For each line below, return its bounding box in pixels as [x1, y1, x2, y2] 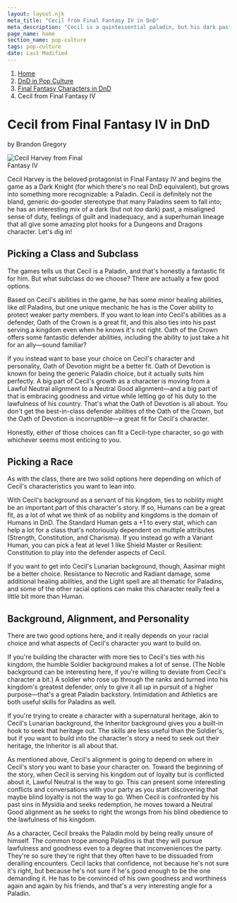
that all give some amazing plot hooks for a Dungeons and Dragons [7, 220, 203, 228]
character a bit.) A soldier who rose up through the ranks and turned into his [7, 675, 229, 684]
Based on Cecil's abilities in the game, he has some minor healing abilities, [7, 295, 224, 304]
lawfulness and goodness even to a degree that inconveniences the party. [7, 844, 223, 853]
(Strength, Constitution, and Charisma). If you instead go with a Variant [7, 533, 213, 542]
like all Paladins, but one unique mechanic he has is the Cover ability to [7, 303, 214, 311]
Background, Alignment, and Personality [7, 612, 190, 624]
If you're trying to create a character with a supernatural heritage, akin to [7, 711, 219, 720]
